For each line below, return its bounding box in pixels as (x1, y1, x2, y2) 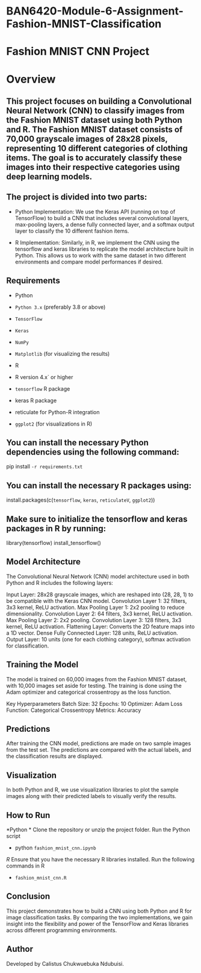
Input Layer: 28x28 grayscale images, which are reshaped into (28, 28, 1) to (6, 591, 194, 598)
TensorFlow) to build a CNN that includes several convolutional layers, (14, 214, 190, 221)
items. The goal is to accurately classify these (6, 153, 182, 163)
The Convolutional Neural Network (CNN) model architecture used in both (6, 573, 190, 580)
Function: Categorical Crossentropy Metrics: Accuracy (6, 707, 141, 714)
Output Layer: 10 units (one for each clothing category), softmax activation (6, 635, 191, 643)
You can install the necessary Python (6, 437, 149, 447)
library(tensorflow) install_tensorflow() (6, 540, 101, 547)
